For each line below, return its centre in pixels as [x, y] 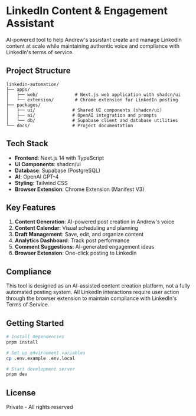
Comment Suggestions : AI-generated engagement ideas [84, 247]
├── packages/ [24, 105]
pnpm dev [17, 374]
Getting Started [35, 323]
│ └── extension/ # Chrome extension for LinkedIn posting [92, 100]
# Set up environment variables [46, 353]
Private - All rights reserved [40, 407]
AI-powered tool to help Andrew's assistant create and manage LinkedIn [94, 39]
